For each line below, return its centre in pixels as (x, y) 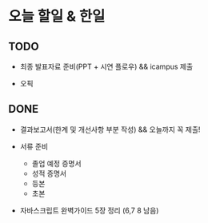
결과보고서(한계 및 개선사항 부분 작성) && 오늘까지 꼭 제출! (110, 129)
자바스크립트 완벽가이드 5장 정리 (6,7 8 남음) (89, 210)
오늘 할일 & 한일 (57, 16)
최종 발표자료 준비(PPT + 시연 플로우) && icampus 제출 (106, 66)
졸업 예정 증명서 (56, 163)
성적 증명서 (49, 173)
